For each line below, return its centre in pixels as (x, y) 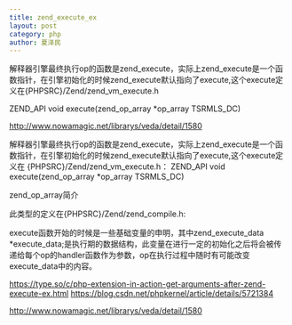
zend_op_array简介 (44, 195)
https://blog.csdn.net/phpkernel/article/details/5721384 (172, 294)
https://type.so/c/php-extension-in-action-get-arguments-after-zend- (138, 284)
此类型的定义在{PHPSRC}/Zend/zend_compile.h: (98, 214)
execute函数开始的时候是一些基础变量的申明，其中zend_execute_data (137, 233)
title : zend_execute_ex (53, 17)
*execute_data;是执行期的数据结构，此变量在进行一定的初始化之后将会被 (142, 244)
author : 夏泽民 (35, 42)
